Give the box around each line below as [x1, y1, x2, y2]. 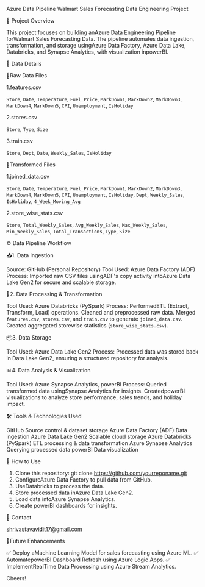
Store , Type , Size [6, 126, 49, 133]
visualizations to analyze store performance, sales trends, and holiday [6, 394, 182, 401]
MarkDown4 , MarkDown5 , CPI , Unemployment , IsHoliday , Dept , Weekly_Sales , [6, 191, 185, 198]
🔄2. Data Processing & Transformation [6, 291, 103, 297]
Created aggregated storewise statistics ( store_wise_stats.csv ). [6, 322, 168, 329]
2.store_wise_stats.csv [6, 210, 63, 216]
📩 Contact [6, 514, 32, 521]
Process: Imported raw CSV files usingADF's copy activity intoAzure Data [6, 272, 191, 279]
